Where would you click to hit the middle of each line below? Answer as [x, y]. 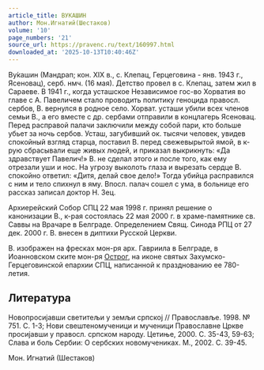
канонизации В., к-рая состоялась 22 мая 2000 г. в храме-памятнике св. [132, 216]
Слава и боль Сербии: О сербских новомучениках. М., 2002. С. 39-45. [128, 342]
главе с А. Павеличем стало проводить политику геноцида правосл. [124, 100]
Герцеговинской [36, 265]
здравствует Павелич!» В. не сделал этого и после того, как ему [118, 159]
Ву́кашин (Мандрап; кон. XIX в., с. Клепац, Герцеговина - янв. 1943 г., [126, 75]
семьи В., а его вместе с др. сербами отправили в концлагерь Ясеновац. [132, 117]
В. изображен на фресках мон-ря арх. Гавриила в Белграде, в [113, 248]
